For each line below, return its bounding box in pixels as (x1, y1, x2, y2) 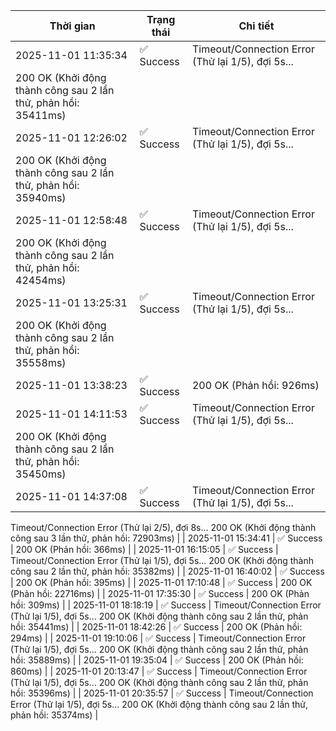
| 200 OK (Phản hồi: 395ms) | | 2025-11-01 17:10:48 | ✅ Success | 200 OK (10, 577, 313, 588)
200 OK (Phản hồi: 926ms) (191, 379, 320, 392)
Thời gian (49, 19, 96, 33)
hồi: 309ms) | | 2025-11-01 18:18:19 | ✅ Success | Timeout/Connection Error (10, 599, 322, 611)
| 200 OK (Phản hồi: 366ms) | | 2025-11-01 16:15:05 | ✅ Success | (10, 544, 279, 555)
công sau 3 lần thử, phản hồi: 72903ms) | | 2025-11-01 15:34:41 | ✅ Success (10, 532, 323, 544)
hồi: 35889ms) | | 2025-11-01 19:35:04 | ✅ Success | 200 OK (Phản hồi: (10, 654, 304, 666)
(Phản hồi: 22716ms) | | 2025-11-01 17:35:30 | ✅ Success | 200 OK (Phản (10, 588, 310, 599)
